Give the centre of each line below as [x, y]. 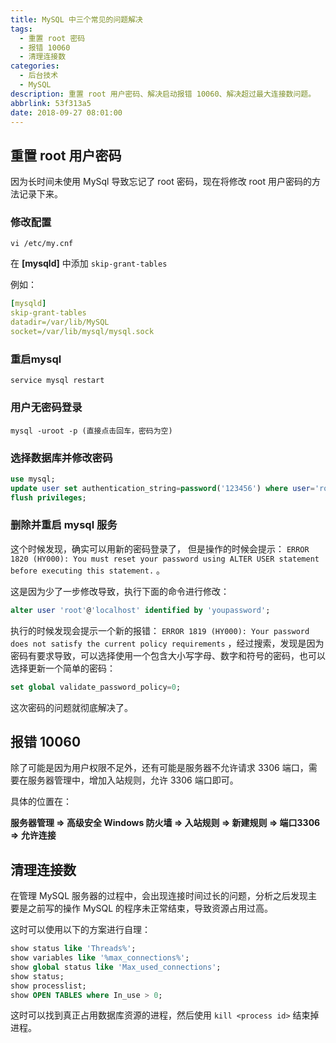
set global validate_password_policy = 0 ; [96, 687]
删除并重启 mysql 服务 [64, 525]
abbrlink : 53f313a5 [51, 103]
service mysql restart [57, 381]
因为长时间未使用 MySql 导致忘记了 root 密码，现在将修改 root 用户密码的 [161, 182]
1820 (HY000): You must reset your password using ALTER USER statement [165, 559]
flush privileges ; [48, 497]
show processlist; [48, 986]
